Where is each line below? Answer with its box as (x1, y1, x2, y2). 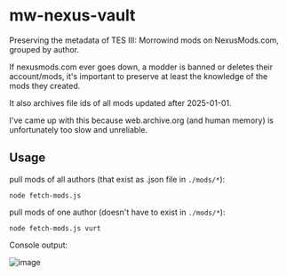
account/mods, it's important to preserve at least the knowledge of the (9, 70, 268, 81)
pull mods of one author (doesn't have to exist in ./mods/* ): (9, 207, 226, 217)
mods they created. (9, 80, 81, 91)
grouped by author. (9, 44, 80, 54)
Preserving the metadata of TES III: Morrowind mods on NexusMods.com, (9, 35, 280, 45)
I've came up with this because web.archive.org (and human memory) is (9, 115, 274, 126)
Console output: (9, 239, 68, 250)
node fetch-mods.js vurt (9, 223, 101, 232)
